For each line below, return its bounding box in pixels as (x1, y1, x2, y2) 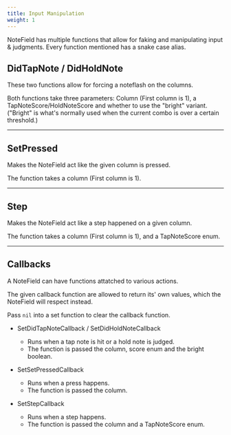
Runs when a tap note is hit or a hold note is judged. (27, 337, 175, 346)
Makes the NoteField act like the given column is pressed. (7, 161, 170, 169)
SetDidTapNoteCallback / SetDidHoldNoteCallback (16, 324, 161, 332)
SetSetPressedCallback (16, 365, 85, 374)
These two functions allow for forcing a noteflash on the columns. (7, 81, 194, 89)
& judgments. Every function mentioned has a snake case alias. (7, 43, 186, 51)
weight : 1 (7, 17, 36, 23)
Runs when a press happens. (27, 379, 110, 387)
